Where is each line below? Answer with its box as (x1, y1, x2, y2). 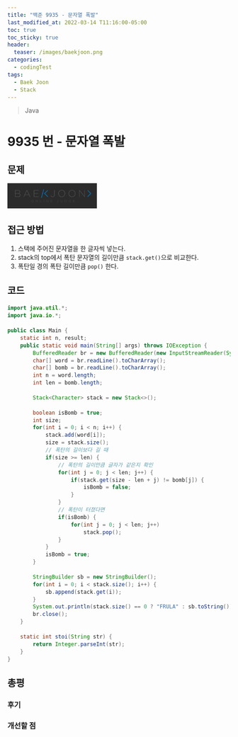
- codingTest (13, 64, 52, 71)
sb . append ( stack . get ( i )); (45, 588, 122, 595)
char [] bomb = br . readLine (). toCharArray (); (33, 365, 166, 372)
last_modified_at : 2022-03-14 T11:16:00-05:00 (7, 18, 147, 26)
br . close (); (33, 611, 69, 618)
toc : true (7, 26, 37, 33)
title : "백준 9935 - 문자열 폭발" (7, 11, 99, 18)
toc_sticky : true (7, 34, 59, 41)
